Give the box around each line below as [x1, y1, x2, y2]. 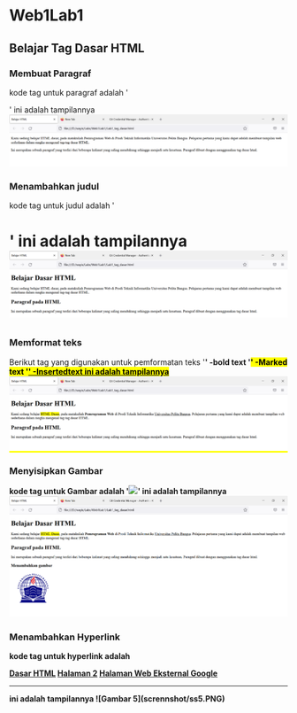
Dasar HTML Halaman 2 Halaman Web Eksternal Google [9, 668, 218, 678]
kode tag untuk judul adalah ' [9, 200, 115, 211]
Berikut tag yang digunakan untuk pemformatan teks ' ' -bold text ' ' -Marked [9, 356, 288, 368]
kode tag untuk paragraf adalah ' [9, 87, 128, 97]
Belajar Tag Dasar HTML [9, 41, 145, 56]
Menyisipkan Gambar [9, 465, 103, 477]
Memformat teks [9, 337, 82, 349]
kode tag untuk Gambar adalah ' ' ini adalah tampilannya [9, 486, 227, 497]
